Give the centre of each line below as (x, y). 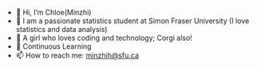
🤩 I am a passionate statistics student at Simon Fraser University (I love (132, 21)
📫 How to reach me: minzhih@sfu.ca (77, 55)
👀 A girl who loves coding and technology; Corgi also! (104, 38)
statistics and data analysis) (61, 29)
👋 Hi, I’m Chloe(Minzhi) (53, 12)
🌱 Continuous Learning (53, 46)
